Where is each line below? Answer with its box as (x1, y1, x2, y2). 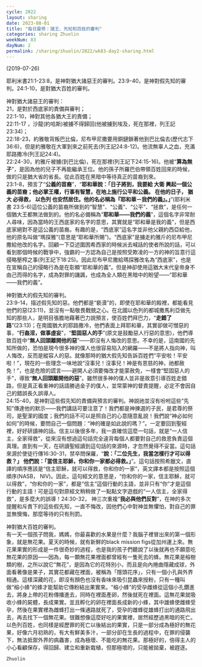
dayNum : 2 (6, 43, 31, 49)
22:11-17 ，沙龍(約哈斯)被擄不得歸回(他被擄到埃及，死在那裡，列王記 (6, 120, 176, 127)
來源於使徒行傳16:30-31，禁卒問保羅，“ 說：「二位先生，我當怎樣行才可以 (6, 450, 185, 457)
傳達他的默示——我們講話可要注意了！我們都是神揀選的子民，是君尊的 (14, 404, 188, 412)
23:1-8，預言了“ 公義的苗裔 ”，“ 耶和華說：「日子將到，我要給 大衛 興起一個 (6, 180, 188, 188)
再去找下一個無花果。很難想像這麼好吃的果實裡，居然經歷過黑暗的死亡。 (16, 613, 196, 621)
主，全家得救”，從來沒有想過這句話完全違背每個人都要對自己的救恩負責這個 (6, 435, 194, 442)
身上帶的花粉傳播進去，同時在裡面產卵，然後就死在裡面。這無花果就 (22, 591, 191, 598)
